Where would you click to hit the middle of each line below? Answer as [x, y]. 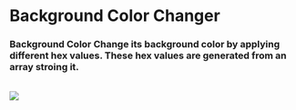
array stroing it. [44, 67]
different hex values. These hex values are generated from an [148, 55]
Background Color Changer [115, 16]
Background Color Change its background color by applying [145, 45]
